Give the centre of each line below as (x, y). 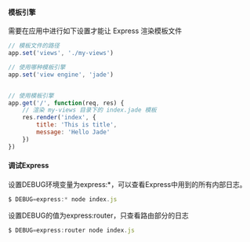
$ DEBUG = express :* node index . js (63, 199)
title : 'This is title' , (77, 125)
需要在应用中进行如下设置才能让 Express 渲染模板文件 (95, 31)
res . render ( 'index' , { (59, 118)
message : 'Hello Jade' (73, 132)
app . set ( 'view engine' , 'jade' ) (61, 75)
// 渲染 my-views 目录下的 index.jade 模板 (89, 110)
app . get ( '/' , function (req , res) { (66, 103)
